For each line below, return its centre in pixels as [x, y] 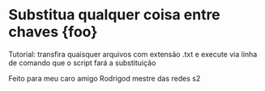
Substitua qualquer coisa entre [114, 15]
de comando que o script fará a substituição [82, 63]
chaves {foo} [53, 32]
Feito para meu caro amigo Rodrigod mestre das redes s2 [105, 78]
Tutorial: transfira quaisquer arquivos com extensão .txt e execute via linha [133, 54]
